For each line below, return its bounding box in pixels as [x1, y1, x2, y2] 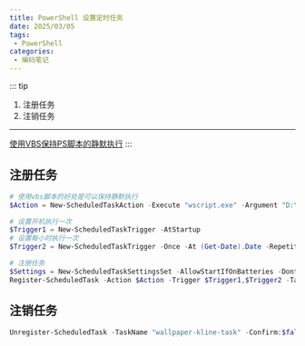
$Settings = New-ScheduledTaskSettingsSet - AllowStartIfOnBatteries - [9, 267, 282, 276]
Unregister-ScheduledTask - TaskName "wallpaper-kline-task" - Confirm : [9, 328, 282, 337]
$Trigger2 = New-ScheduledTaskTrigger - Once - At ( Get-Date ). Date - [9, 242, 271, 252]
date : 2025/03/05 [9, 22, 75, 31]
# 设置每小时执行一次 [9, 233, 79, 243]
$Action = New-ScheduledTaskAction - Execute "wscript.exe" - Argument [9, 201, 279, 210]
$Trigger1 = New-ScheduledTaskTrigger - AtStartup [9, 225, 202, 234]
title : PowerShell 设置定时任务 [9, 13, 124, 23]
